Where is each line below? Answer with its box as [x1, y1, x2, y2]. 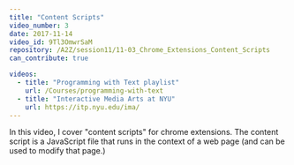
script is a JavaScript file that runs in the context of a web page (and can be [9, 136, 285, 146]
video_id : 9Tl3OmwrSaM [9, 37, 93, 47]
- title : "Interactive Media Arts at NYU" [17, 94, 176, 103]
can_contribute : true [9, 54, 89, 63]
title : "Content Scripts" [9, 12, 104, 22]
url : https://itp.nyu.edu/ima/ [25, 102, 140, 111]
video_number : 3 [9, 21, 69, 30]
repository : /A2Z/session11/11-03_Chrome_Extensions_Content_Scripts [9, 46, 271, 55]
